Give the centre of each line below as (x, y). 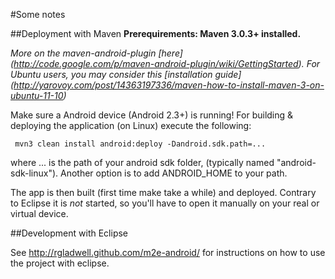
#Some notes (38, 14)
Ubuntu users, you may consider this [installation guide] (126, 74)
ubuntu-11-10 (37, 95)
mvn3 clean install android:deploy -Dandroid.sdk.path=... (140, 144)
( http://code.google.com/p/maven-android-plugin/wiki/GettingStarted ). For (165, 63)
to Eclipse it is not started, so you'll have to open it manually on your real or (165, 203)
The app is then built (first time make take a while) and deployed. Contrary (163, 192)
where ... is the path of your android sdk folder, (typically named (142, 162)
